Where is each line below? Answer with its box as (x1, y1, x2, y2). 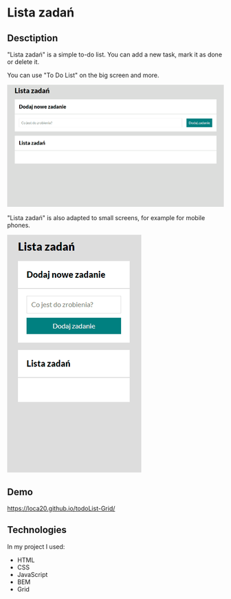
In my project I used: (7, 542, 65, 551)
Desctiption (7, 32, 58, 44)
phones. (7, 221, 31, 230)
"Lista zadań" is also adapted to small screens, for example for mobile (7, 214, 206, 222)
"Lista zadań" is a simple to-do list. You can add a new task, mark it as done (7, 50, 222, 58)
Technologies (7, 524, 67, 536)
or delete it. (7, 58, 40, 66)
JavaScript (16, 570, 48, 578)
